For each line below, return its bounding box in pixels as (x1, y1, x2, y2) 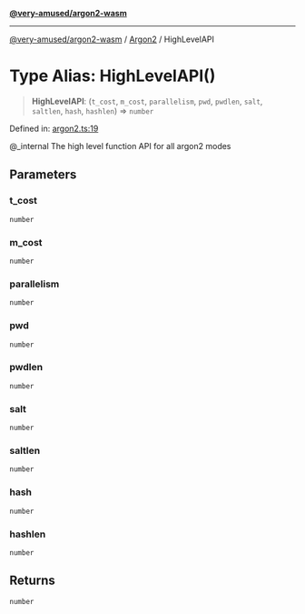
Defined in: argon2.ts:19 (9, 123, 99, 134)
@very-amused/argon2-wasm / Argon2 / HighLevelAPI (9, 34, 215, 45)
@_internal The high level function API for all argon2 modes (9, 140, 231, 151)
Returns (9, 573, 56, 589)
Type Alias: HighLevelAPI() (9, 65, 216, 86)
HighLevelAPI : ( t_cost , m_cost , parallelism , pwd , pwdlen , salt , (31, 96, 263, 106)
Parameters (9, 167, 77, 183)
